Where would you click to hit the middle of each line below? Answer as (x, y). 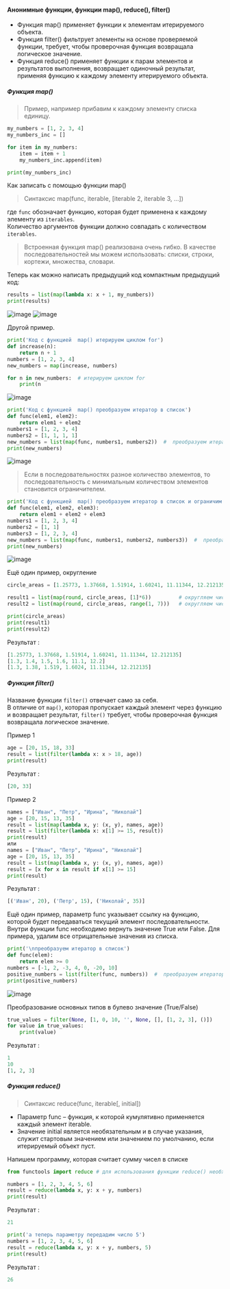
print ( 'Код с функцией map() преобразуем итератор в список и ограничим (115, 502)
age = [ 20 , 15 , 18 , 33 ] (41, 748)
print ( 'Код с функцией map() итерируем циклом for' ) (86, 340)
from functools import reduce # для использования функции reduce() (107, 1172)
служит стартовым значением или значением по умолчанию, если (115, 1138)
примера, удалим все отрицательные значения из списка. (93, 936)
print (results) (29, 302)
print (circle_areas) (37, 617)
